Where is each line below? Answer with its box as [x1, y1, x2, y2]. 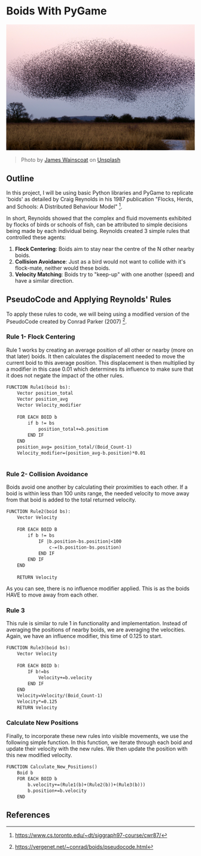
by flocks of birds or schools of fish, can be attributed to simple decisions [6, 221, 188, 228]
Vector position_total [17, 390, 74, 396]
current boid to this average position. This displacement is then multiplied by [6, 359, 195, 366]
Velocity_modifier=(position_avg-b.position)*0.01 [17, 450, 146, 456]
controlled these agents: [6, 234, 66, 241]
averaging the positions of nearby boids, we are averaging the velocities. [6, 626, 185, 633]
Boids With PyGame [6, 4, 107, 18]
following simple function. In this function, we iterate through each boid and [6, 739, 193, 746]
